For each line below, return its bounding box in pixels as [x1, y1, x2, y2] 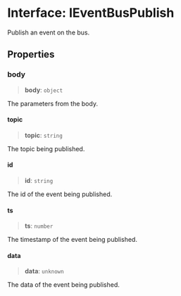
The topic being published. [7, 144, 85, 153]
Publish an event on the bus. [7, 28, 90, 37]
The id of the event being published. [7, 190, 113, 198]
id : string [24, 176, 54, 185]
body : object [24, 86, 63, 94]
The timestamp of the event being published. [7, 236, 137, 244]
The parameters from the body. [7, 99, 99, 108]
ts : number [24, 221, 54, 230]
